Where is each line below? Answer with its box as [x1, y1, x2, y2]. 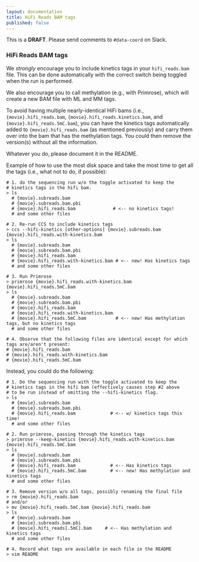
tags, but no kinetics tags [6, 320, 76, 326]
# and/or [6, 499, 28, 505]
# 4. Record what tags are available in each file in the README [6, 546, 172, 552]
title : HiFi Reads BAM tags [6, 14, 76, 20]
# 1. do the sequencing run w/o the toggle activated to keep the [6, 180, 175, 186]
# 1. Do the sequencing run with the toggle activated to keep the [6, 379, 178, 385]
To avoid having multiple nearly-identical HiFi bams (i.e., [6, 107, 144, 114]
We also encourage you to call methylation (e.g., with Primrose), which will [6, 89, 189, 96]
